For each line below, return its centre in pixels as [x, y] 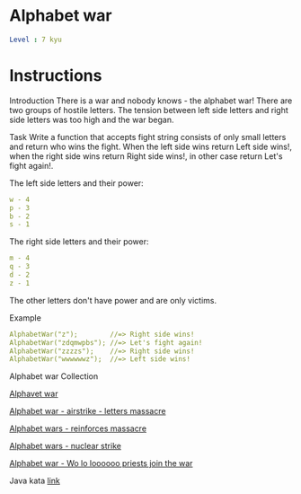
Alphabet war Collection [54, 376]
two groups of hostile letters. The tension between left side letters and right [149, 110]
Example [26, 318]
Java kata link [35, 481]
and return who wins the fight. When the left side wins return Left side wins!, [151, 146]
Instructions [56, 75]
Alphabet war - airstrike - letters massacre [88, 411]
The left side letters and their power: [76, 183]
